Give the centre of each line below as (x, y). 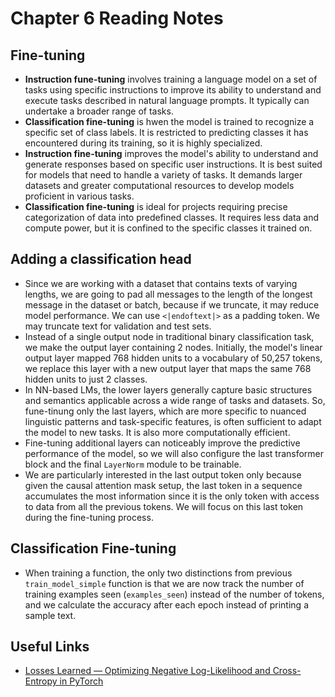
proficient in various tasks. (79, 196)
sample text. (50, 615)
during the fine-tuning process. (89, 517)
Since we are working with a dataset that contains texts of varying (161, 283)
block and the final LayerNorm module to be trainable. (133, 464)
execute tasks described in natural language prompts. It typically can (167, 100)
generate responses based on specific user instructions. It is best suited (173, 164)
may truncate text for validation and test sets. (118, 326)
